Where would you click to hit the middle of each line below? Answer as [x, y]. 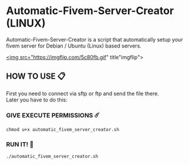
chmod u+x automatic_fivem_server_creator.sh [63, 130]
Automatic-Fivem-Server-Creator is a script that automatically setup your [95, 39]
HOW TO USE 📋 [36, 77]
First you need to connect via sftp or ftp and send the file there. [83, 93]
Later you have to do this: [37, 100]
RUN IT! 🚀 [20, 144]
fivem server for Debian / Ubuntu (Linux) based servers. [74, 46]
